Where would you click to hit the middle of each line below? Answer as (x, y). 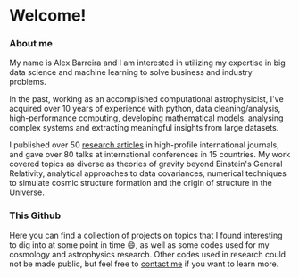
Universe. (27, 192)
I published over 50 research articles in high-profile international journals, (144, 145)
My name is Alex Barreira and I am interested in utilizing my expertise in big (147, 63)
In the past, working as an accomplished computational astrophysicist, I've (146, 99)
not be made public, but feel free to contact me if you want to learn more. (144, 264)
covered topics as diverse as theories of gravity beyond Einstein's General (146, 164)
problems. (28, 82)
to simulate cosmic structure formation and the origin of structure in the (141, 183)
